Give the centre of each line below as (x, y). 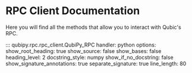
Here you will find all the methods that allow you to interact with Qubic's (94, 27)
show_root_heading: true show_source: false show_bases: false (84, 51)
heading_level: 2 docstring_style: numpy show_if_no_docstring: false (89, 57)
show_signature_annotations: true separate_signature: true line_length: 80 (96, 64)
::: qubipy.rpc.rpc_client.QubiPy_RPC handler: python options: (81, 45)
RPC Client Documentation (73, 11)
